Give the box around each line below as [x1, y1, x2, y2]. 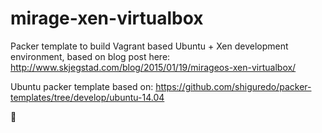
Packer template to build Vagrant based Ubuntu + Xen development [10, 40, 289, 52]
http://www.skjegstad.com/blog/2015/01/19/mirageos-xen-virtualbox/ [10, 61, 297, 73]
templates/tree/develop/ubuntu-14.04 [10, 91, 165, 103]
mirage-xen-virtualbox [10, 7, 204, 30]
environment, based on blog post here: [10, 50, 171, 62]
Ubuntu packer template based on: [10, 80, 154, 92]
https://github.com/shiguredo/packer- [155, 80, 312, 92]
